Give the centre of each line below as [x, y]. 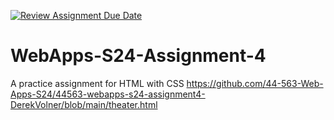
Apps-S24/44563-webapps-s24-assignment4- [108, 94]
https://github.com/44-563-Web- [255, 83]
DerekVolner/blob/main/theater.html [84, 104]
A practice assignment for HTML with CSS [97, 83]
